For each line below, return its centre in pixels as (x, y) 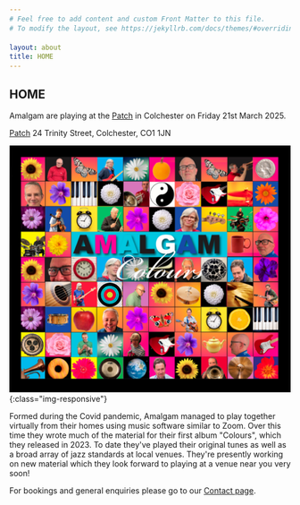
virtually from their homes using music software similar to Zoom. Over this (145, 425)
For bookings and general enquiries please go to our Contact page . (133, 490)
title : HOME (31, 57)
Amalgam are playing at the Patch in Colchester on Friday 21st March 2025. (148, 116)
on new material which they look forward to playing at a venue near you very (150, 463)
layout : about (36, 47)
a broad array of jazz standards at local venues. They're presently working (146, 454)
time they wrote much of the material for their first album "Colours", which (145, 435)
